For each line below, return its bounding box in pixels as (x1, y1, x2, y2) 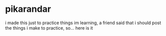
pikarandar (5, 3, 51, 15)
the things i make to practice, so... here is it (5, 25, 93, 31)
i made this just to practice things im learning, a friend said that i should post (5, 20, 161, 26)
